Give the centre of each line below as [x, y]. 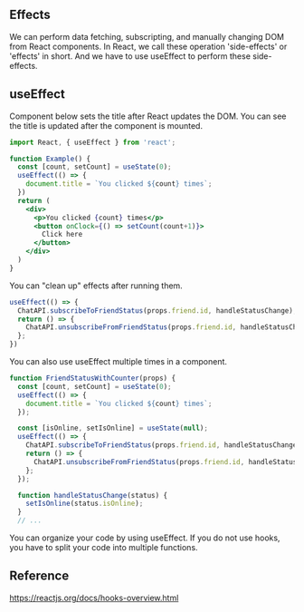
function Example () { [50, 159]
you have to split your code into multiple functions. [104, 547]
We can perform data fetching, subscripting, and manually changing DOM [147, 36]
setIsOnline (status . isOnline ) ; [85, 504]
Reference [39, 576]
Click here [62, 235]
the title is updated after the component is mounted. [106, 125]
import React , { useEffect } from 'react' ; [93, 142]
